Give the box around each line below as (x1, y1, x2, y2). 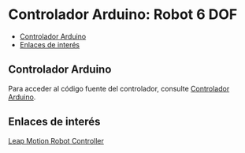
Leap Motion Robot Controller (8, 136, 105, 145)
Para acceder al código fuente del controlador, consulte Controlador (8, 84, 230, 93)
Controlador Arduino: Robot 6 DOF (8, 6, 238, 24)
